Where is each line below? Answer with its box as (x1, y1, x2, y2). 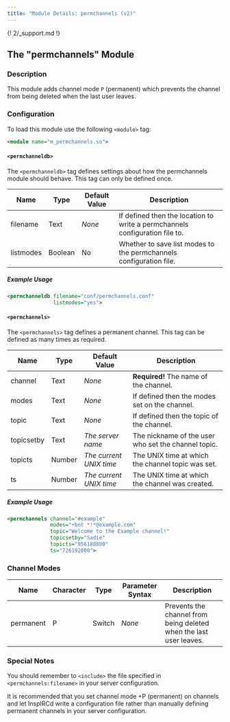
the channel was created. (132, 478, 214, 488)
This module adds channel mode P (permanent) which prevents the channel (7, 85, 220, 93)
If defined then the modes (132, 391, 216, 401)
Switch (92, 618, 115, 628)
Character (52, 585, 86, 595)
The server (84, 430, 119, 440)
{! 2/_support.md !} (7, 29, 60, 37)
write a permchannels (118, 219, 189, 229)
